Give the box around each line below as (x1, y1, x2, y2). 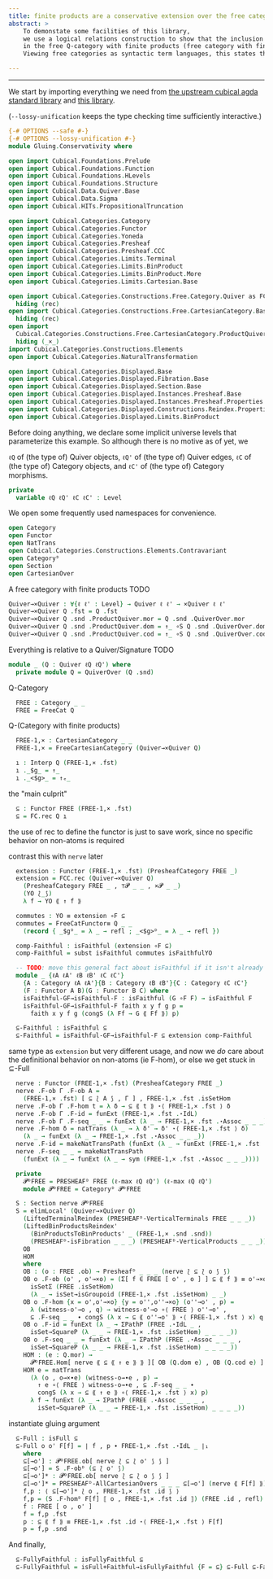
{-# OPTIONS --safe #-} (8, 127, 89, 135)
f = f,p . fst (23, 1510, 67, 1518)
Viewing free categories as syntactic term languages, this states (23, 50, 256, 58)
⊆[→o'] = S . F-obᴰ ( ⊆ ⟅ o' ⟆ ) (23, 1464, 126, 1473)
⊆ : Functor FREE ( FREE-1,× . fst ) (15, 804, 132, 812)
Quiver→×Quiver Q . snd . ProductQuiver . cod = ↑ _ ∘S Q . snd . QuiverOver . (8, 630, 256, 638)
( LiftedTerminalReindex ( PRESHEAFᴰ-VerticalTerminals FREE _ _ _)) (23, 1214, 256, 1223)
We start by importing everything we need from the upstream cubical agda (8, 87, 258, 96)
